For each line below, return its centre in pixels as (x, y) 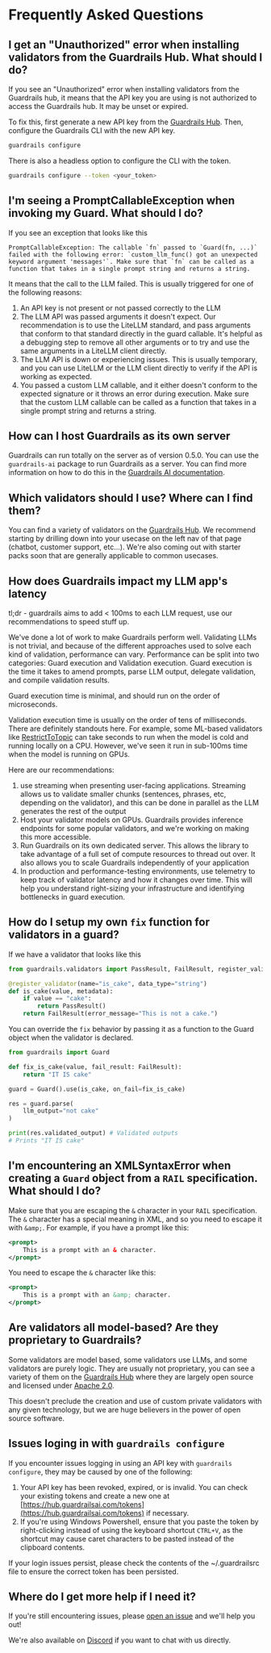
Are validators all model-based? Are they (114, 1327)
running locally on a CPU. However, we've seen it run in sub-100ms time (128, 745)
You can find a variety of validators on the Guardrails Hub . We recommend (132, 530)
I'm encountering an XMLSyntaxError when (120, 1166)
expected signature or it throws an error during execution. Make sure (134, 394)
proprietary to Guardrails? (75, 1340)
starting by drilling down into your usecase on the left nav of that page (125, 539)
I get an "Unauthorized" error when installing (124, 45)
